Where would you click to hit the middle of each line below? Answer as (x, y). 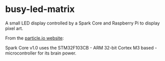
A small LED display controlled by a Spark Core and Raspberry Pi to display (82, 23)
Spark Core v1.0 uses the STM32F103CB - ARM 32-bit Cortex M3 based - (81, 47)
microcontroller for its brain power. (41, 53)
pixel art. (14, 28)
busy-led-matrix (40, 9)
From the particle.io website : (34, 38)
